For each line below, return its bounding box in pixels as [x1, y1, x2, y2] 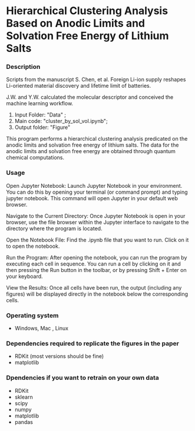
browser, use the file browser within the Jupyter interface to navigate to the [6, 218, 190, 226]
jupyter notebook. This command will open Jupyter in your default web [6, 194, 179, 201]
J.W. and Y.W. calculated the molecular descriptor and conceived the [6, 94, 174, 101]
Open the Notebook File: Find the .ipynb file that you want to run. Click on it [6, 236, 189, 243]
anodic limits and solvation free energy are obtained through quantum [6, 148, 176, 155]
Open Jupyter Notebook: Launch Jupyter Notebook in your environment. [6, 182, 183, 189]
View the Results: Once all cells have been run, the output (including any [6, 284, 182, 291]
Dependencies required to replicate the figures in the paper [6, 340, 180, 347]
